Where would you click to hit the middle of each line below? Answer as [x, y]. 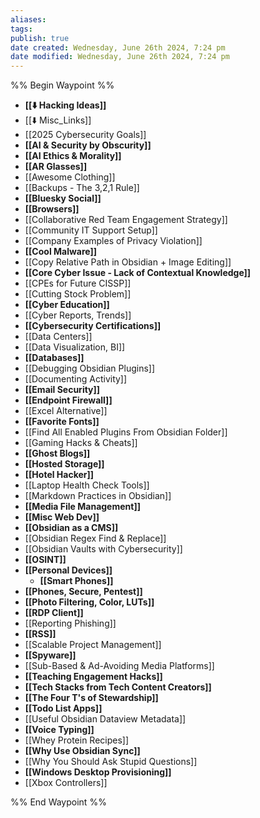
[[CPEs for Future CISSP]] [78, 283]
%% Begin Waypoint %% [62, 85]
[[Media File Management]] [82, 507]
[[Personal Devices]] [68, 570]
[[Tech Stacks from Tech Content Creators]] [118, 687]
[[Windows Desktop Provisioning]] [98, 772]
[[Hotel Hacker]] [59, 475]
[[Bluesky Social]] [63, 198]
